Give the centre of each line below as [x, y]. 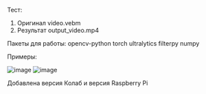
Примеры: [22, 57]
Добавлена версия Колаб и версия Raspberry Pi [78, 83]
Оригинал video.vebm [49, 23]
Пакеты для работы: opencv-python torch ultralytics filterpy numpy [103, 43]
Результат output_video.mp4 [58, 30]
